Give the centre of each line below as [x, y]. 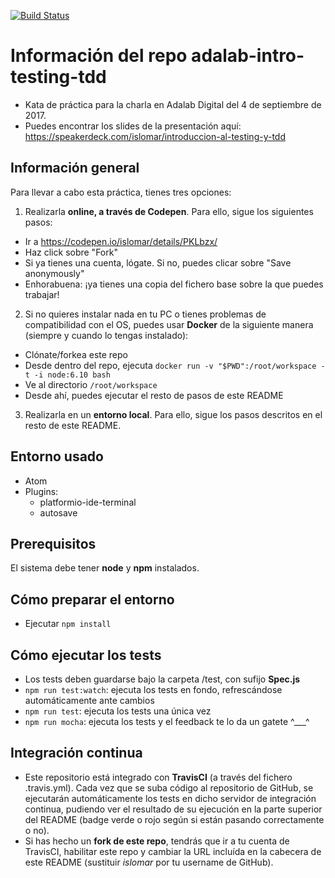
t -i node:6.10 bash [67, 375]
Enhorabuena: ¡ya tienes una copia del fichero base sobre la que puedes [174, 284]
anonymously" [54, 273]
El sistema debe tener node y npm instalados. [105, 568]
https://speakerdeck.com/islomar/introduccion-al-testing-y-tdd [155, 136]
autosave [58, 512]
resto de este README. [73, 425]
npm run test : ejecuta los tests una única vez [118, 711]
